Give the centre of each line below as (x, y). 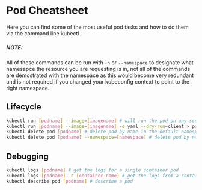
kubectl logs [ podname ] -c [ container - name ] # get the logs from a (93, 176)
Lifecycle (24, 107)
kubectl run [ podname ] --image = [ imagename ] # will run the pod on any (96, 121)
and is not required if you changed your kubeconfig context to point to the (98, 81)
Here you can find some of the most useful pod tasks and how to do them (98, 27)
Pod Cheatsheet (47, 11)
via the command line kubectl (43, 33)
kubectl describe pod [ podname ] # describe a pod (70, 181)
